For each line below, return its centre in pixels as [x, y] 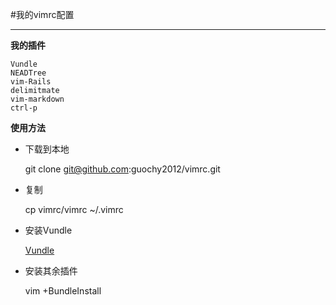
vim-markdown [37, 99]
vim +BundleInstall [63, 291]
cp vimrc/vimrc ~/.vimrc [74, 209]
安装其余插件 [51, 271]
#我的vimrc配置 [42, 14]
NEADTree [28, 73]
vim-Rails [31, 82]
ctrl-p [24, 108]
